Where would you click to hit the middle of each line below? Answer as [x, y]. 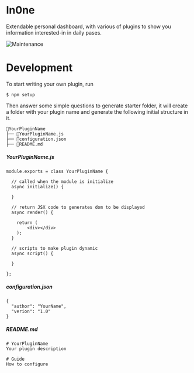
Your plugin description [36, 349]
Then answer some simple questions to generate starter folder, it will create [97, 106]
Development [39, 68]
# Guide [15, 359]
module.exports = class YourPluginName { [57, 171]
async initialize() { [38, 186]
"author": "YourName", [39, 306]
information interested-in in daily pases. [54, 32]
